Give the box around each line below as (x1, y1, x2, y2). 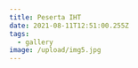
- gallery (17, 37, 53, 47)
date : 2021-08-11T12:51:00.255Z (9, 21, 129, 30)
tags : (9, 29, 29, 38)
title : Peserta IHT (9, 12, 82, 22)
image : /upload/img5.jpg (9, 46, 101, 55)
